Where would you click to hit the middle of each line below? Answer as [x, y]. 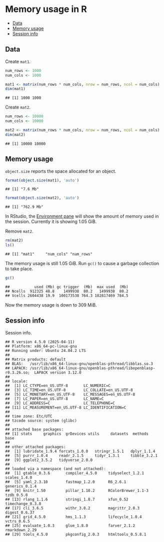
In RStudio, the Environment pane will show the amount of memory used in [82, 216]
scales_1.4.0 [19, 477]
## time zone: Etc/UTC [29, 416]
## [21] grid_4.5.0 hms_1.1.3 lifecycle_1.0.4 [73, 517]
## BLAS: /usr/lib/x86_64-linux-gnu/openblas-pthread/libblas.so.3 [79, 363]
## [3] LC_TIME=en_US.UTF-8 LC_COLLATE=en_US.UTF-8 [69, 390]
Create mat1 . [18, 61]
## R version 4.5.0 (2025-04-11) [40, 342]
